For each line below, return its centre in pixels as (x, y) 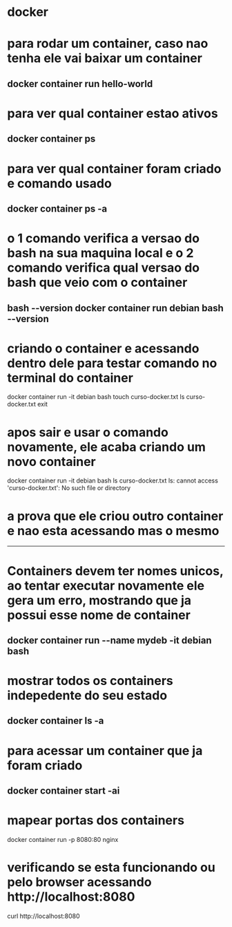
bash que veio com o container (97, 282)
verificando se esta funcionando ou (111, 868)
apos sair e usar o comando (88, 432)
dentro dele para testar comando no (112, 363)
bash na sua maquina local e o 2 (100, 253)
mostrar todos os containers (90, 681)
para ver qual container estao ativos (113, 113)
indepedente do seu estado (87, 696)
